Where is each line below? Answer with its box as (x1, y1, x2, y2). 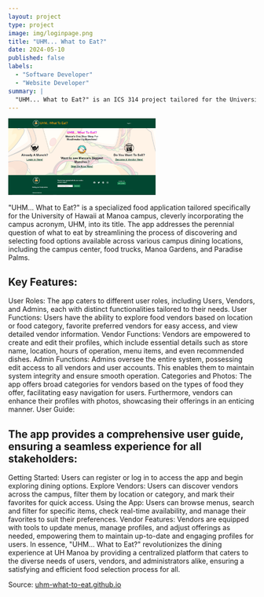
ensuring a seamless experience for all (8, 440, 202, 453)
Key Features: (8, 276, 78, 289)
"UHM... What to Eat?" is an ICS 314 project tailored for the (15, 95, 226, 104)
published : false (8, 54, 65, 62)
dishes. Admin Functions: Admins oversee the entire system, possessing (8, 354, 243, 364)
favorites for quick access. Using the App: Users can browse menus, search (8, 498, 255, 507)
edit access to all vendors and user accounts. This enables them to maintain (8, 363, 255, 372)
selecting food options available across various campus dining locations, (8, 236, 244, 245)
